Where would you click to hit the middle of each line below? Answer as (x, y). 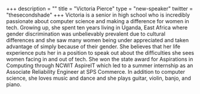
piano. (14, 84)
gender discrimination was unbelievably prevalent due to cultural (86, 34)
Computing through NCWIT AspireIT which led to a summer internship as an (100, 65)
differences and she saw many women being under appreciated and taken (98, 40)
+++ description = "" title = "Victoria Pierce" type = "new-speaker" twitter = (100, 9)
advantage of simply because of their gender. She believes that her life (93, 46)
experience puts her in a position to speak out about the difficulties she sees (100, 53)
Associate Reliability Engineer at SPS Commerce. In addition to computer (96, 72)
